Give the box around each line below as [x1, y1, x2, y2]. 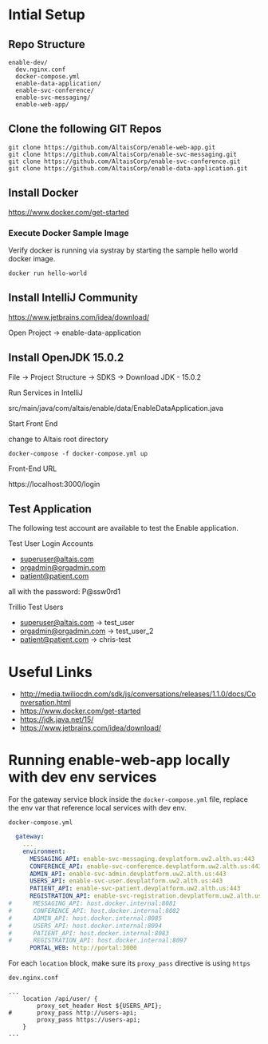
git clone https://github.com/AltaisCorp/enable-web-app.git [8, 143, 216, 151]
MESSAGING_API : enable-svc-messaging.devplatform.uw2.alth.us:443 [29, 855, 255, 863]
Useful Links [8, 663, 93, 681]
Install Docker [8, 186, 79, 200]
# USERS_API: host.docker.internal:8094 [8, 922, 162, 930]
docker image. [8, 253, 56, 263]
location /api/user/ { [22, 995, 98, 1003]
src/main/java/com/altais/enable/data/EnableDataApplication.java [8, 403, 224, 412]
